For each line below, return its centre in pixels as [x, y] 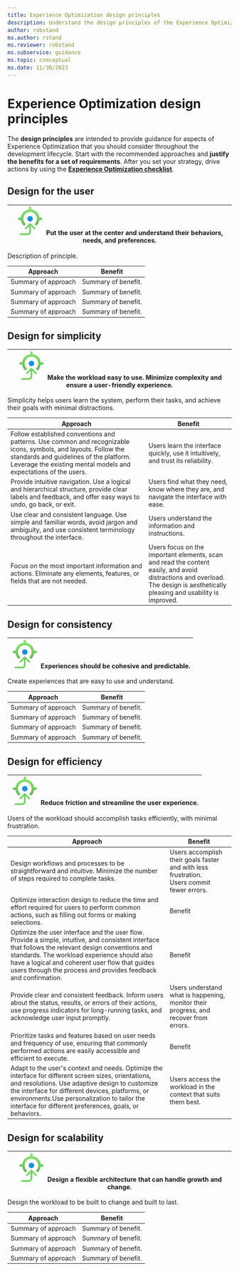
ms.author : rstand [34, 38]
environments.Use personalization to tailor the [78, 1098]
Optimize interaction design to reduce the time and [84, 899]
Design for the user [51, 191]
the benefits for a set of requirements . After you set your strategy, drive [114, 161]
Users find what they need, [188, 482]
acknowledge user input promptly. [60, 1018]
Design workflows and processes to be [67, 863]
